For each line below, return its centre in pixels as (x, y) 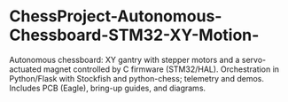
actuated (25, 69)
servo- (254, 59)
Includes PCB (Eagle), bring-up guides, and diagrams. (108, 88)
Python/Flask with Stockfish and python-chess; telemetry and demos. (136, 78)
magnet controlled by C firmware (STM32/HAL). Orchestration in (161, 69)
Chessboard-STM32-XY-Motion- (134, 35)
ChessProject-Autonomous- (116, 16)
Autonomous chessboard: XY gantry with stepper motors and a (125, 59)
